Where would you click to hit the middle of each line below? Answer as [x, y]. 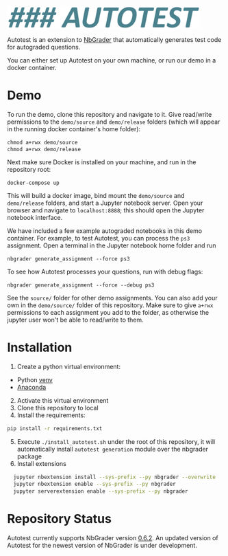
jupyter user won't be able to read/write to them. [75, 320]
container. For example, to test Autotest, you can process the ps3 [99, 238]
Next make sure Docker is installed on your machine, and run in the [102, 162]
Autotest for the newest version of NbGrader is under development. [102, 546]
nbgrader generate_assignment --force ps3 [68, 259]
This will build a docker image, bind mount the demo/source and [96, 195]
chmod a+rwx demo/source [42, 142]
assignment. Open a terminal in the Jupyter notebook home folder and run [112, 245]
